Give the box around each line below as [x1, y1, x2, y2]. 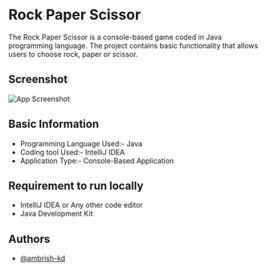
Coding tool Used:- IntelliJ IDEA [19, 147, 125, 157]
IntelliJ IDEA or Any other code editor [19, 200, 143, 210]
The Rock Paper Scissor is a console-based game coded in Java [8, 32, 223, 42]
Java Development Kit [19, 209, 93, 219]
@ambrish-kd [19, 253, 66, 263]
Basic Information [8, 117, 100, 131]
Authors [8, 232, 51, 246]
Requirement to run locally [8, 179, 144, 192]
